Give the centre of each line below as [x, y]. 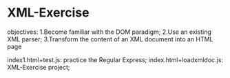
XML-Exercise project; [39, 67]
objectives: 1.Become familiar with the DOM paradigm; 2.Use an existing [109, 32]
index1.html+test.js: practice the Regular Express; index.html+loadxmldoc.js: [115, 59]
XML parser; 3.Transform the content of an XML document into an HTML [110, 39]
